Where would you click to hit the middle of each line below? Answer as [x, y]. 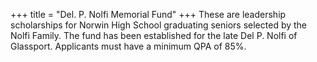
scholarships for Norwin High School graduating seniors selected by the [159, 25]
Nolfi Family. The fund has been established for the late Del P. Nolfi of [154, 35]
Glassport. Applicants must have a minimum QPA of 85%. [128, 46]
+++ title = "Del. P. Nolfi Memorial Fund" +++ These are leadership [148, 14]
